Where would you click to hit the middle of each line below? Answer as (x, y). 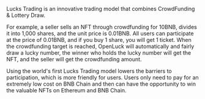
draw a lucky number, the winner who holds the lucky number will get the (99, 53)
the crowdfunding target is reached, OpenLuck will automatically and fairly (100, 46)
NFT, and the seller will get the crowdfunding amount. (74, 59)
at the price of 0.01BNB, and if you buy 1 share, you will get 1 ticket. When (99, 40)
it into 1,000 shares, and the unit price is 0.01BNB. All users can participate (100, 33)
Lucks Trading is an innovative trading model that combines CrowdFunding (101, 9)
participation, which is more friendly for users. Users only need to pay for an (102, 77)
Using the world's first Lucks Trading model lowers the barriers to (89, 71)
